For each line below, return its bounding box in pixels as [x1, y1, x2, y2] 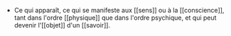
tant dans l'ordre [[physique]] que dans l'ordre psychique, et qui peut [14, 13, 217, 22]
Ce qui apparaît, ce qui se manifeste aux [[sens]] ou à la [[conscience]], [14, 6, 225, 14]
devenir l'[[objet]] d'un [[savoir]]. [14, 21, 111, 29]
